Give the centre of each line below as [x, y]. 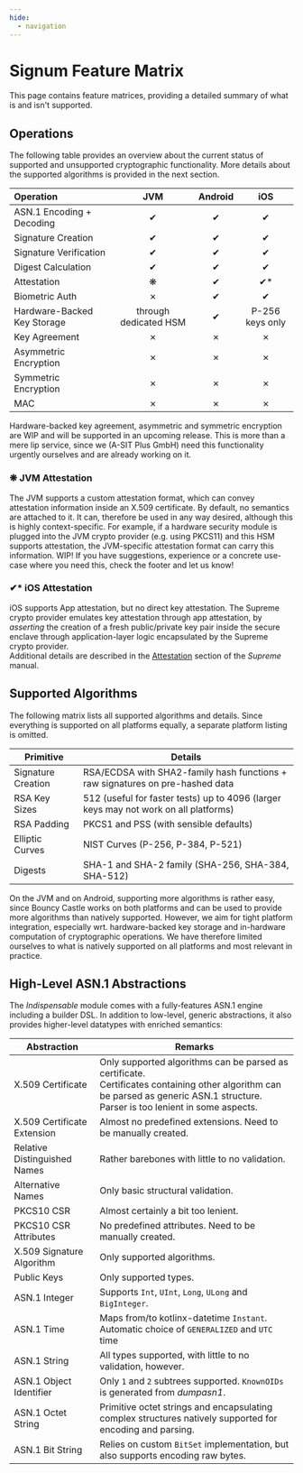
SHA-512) [106, 876]
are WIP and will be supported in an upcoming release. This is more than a [147, 436]
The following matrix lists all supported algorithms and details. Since [136, 715]
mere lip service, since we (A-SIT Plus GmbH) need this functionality [137, 445]
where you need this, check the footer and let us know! [132, 565]
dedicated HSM [153, 323]
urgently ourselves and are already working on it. [101, 455]
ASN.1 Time [39, 1330]
